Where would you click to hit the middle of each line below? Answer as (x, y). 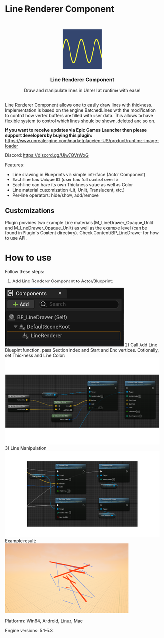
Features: (15, 165)
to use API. (16, 238)
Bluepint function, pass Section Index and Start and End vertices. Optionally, (82, 350)
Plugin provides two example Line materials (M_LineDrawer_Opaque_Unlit (79, 223)
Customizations (30, 211)
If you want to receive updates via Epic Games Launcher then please (76, 130)
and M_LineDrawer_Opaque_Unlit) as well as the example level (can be (76, 228)
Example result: (21, 541)
